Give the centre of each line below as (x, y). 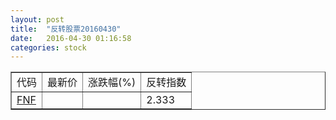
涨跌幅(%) (112, 83)
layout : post (37, 19)
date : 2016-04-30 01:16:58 (71, 38)
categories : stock (48, 47)
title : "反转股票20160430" (66, 29)
